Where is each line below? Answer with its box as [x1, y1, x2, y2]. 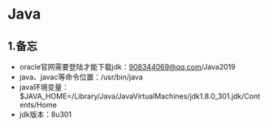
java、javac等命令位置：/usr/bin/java [19, 72, 143, 82]
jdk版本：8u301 [19, 110, 72, 119]
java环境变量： [19, 83, 70, 91]
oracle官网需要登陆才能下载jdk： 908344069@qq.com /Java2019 [19, 62, 236, 71]
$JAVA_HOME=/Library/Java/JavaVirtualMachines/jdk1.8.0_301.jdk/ [19, 91, 245, 101]
